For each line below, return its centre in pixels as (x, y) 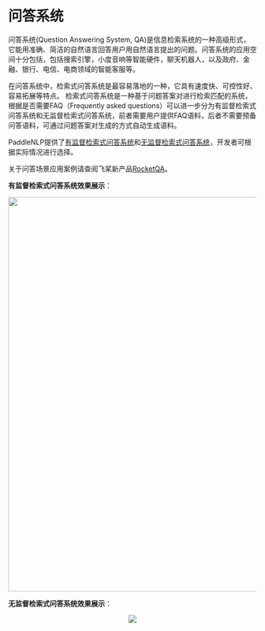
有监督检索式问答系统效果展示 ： (60, 185)
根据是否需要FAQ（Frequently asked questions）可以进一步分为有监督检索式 (132, 105)
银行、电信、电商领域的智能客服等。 (80, 69)
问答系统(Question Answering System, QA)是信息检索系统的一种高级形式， (129, 39)
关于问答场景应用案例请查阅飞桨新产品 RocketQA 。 (90, 168)
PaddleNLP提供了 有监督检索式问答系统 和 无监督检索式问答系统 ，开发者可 (126, 142)
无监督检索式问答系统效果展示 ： (60, 603)
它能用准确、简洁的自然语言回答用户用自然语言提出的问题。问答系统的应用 (129, 49)
